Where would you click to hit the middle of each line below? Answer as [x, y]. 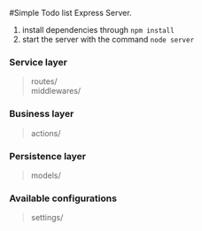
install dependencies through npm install [98, 30]
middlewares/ [56, 91]
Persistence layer [48, 156]
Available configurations [63, 198]
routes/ [44, 81]
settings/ [47, 218]
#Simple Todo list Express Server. [70, 13]
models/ [46, 175]
